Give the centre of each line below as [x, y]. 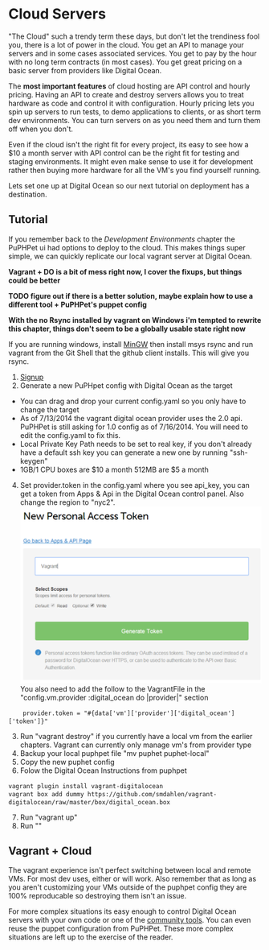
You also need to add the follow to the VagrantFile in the [112, 688]
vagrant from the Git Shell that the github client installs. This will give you [129, 353]
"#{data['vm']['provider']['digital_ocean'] [159, 713]
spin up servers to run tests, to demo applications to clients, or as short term [134, 112]
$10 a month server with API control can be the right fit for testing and [124, 153]
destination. [28, 194]
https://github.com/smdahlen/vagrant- [152, 794]
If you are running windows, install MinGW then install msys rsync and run [131, 344]
